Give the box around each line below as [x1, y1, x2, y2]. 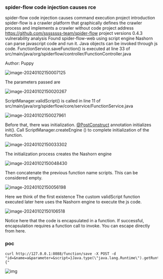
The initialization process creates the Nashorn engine [5, 151, 112, 157]
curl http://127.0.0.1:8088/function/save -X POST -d [5, 251, 116, 256]
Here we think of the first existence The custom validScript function [5, 194, 140, 200]
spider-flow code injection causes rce [5, 4, 96, 11]
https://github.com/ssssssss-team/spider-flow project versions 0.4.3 [5, 31, 143, 36]
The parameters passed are [5, 79, 61, 85]
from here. [5, 228, 26, 234]
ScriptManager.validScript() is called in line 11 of [5, 98, 101, 104]
